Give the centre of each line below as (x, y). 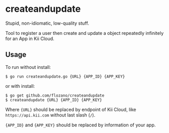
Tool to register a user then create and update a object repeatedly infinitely (85, 33)
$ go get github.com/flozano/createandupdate (55, 96)
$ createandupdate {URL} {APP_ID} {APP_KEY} (54, 100)
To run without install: (28, 67)
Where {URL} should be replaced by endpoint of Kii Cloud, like (71, 109)
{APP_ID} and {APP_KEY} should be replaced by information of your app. (81, 125)
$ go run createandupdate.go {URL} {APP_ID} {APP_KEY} (65, 77)
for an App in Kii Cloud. (30, 39)
